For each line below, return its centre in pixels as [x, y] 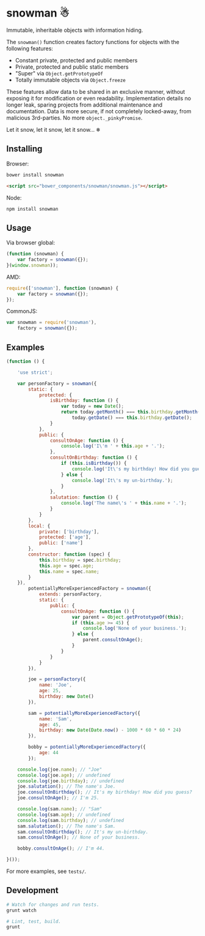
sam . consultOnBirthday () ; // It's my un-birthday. [83, 832]
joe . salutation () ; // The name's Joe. [67, 787]
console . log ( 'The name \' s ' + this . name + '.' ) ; [124, 503]
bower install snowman [35, 175]
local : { [39, 526]
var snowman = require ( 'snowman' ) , [52, 323]
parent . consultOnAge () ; [113, 640]
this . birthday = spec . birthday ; [80, 560]
